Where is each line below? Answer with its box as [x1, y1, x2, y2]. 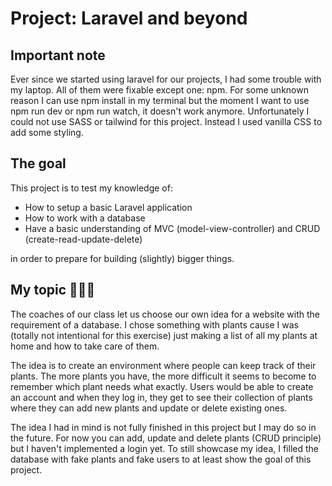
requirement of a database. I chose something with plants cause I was [10, 318, 299, 331]
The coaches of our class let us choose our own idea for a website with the [10, 308, 321, 320]
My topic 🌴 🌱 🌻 [10, 282, 96, 299]
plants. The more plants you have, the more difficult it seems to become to [10, 370, 317, 382]
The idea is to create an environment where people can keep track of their [10, 359, 317, 371]
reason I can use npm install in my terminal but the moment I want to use [10, 95, 310, 106]
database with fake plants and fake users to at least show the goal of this [10, 453, 312, 465]
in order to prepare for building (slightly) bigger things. [10, 252, 235, 264]
